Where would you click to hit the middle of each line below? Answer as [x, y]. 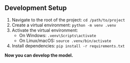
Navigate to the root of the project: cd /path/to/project [68, 20]
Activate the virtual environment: [45, 30]
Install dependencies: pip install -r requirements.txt [68, 45]
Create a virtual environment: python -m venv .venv [64, 25]
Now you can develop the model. [39, 55]
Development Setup [36, 8]
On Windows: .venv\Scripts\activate [58, 35]
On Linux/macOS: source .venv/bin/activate [65, 41]
